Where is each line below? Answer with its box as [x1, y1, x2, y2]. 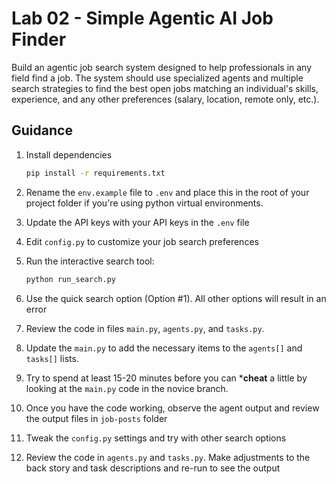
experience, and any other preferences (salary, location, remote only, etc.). [11, 93, 320, 105]
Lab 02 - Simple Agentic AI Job [11, 7, 274, 30]
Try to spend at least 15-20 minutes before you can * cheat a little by [25, 372, 308, 384]
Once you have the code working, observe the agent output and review [25, 402, 320, 414]
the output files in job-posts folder [25, 412, 168, 424]
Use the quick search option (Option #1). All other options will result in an [25, 292, 327, 304]
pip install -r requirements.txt [25, 168, 166, 178]
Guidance [11, 122, 73, 139]
